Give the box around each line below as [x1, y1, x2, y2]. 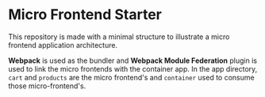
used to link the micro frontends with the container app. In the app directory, [8, 64, 258, 73]
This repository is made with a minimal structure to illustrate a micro [8, 32, 230, 41]
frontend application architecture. [8, 40, 117, 49]
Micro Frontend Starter [8, 6, 163, 24]
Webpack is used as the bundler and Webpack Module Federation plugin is [8, 56, 258, 65]
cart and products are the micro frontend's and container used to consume [8, 72, 255, 82]
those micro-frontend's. [8, 81, 86, 91]
